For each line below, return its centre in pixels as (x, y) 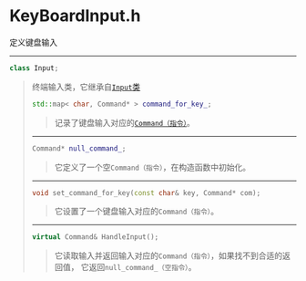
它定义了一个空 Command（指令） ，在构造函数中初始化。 (153, 167)
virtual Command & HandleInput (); (95, 237)
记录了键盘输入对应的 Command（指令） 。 (125, 122)
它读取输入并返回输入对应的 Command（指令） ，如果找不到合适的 (168, 255)
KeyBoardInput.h (75, 16)
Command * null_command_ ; (79, 148)
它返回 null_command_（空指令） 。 (139, 267)
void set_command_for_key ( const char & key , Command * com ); (146, 193)
